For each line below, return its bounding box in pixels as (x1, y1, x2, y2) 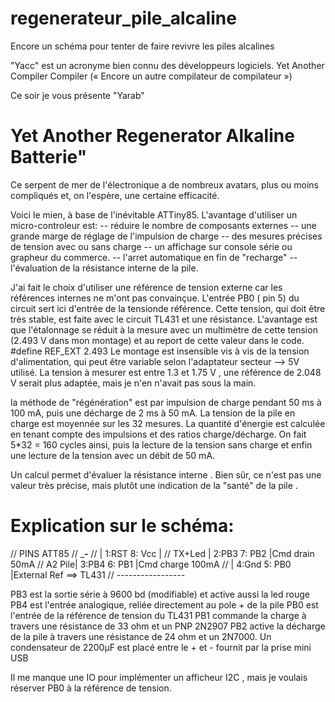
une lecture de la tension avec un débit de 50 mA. (10, 449, 216, 461)
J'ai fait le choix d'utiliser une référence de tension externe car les (10, 281, 283, 293)
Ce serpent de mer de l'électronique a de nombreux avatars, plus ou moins (10, 178, 319, 191)
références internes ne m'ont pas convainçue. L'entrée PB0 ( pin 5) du (10, 292, 300, 304)
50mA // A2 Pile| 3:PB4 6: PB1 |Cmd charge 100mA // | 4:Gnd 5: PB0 (10, 558, 292, 570)
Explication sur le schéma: (10, 515, 235, 537)
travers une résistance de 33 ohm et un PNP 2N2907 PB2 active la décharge (10, 620, 326, 632)
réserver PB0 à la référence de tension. (10, 682, 172, 694)
